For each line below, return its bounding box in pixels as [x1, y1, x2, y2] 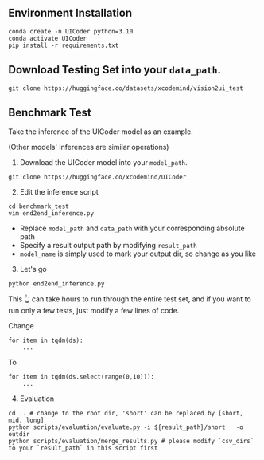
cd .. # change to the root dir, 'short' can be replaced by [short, [8, 410, 244, 418]
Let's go [19, 265, 47, 274]
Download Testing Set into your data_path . [8, 63, 221, 77]
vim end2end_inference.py [8, 210, 94, 218]
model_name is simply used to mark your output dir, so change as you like [19, 249, 257, 258]
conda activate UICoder [8, 34, 87, 42]
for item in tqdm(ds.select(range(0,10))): [8, 373, 155, 381]
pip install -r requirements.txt [8, 41, 119, 49]
